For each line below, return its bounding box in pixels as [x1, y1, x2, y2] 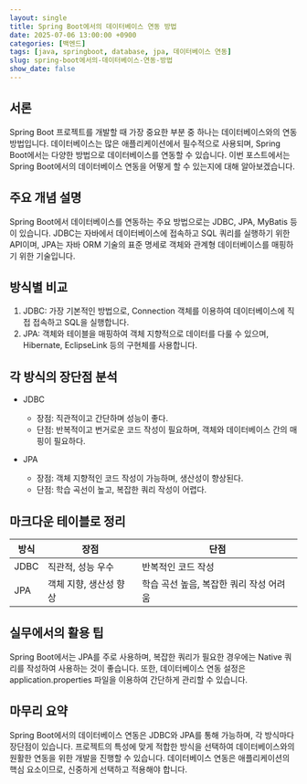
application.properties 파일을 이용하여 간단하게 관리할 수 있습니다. [9, 673, 249, 685]
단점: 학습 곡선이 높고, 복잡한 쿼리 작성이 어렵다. [36, 484, 207, 495]
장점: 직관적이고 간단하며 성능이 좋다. [36, 413, 169, 424]
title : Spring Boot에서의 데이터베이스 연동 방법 [9, 22, 177, 31]
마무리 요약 [9, 704, 69, 719]
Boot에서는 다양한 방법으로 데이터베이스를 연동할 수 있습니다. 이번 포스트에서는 [9, 149, 291, 160]
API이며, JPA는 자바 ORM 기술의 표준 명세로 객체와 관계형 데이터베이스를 [9, 238, 270, 249]
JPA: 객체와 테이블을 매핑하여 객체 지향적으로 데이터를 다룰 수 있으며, [22, 328, 270, 339]
